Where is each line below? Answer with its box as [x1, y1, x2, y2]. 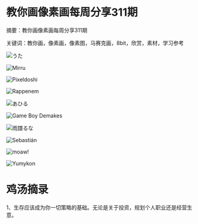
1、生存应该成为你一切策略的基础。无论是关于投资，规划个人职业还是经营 [6, 204, 187, 211]
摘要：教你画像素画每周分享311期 [6, 26, 88, 34]
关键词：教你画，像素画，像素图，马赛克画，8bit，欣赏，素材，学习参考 [6, 39, 184, 46]
